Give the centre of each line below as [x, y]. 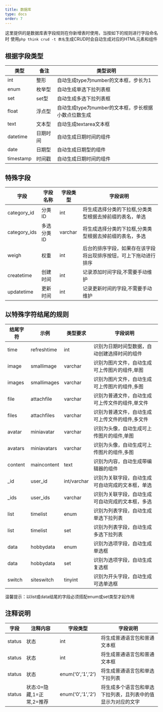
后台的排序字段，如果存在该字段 [119, 248]
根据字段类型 [24, 56]
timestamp [20, 159]
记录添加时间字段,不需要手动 [115, 272]
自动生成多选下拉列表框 [84, 99]
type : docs [16, 14]
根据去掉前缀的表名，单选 [116, 216]
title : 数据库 [18, 9]
